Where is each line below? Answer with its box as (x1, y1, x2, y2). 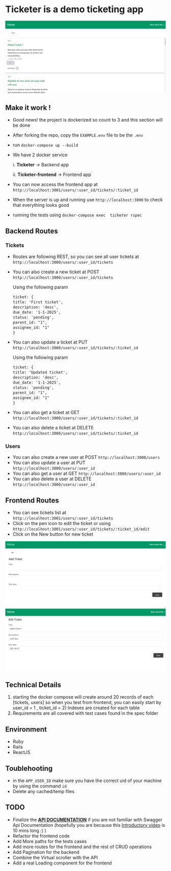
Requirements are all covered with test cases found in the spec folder (12, 710, 159, 716)
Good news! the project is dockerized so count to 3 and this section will (12, 117, 163, 123)
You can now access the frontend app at (12, 182, 98, 188)
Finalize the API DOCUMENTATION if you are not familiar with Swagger (12, 817, 163, 823)
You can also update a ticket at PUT (12, 339, 88, 345)
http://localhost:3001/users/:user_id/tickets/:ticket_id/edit (12, 527, 150, 532)
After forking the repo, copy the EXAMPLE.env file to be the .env (12, 132, 144, 138)
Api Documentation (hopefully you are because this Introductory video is (12, 822, 165, 828)
